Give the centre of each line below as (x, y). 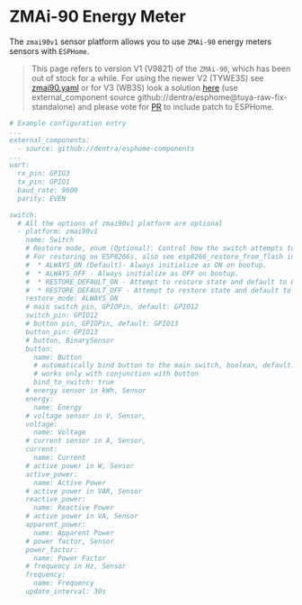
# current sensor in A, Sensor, (86, 441)
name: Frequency (63, 583)
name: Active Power (69, 483)
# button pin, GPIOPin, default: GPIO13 (102, 324)
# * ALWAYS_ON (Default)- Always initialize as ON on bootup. (147, 265)
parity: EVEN (42, 199)
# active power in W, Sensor (80, 465)
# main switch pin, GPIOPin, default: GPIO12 (112, 307)
